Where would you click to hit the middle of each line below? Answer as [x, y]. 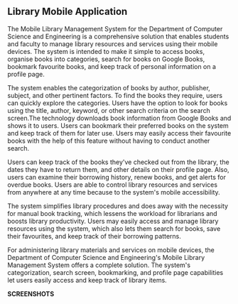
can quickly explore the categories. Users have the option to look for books [118, 103]
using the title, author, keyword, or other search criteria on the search [109, 110]
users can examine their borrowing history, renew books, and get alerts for [117, 177]
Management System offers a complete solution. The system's [99, 265]
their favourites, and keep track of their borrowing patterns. [94, 236]
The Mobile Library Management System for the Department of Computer [115, 28]
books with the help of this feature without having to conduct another [109, 141]
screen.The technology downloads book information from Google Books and [119, 118]
